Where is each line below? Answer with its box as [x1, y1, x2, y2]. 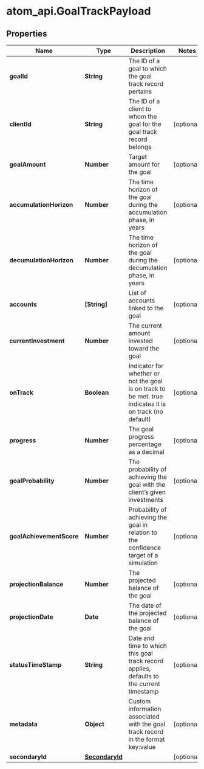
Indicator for [128, 362, 164, 370]
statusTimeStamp [9, 661, 62, 669]
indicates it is [128, 400, 166, 408]
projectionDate [9, 613, 53, 621]
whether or [128, 369, 160, 378]
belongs [128, 143, 152, 151]
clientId [9, 120, 32, 128]
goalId [9, 72, 29, 80]
